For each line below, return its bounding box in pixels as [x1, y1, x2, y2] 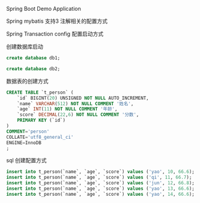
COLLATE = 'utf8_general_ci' [6, 134, 74, 140]
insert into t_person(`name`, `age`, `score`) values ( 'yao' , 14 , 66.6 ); [6, 191, 195, 197]
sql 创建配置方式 [6, 157, 47, 164]
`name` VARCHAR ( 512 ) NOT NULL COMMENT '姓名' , [17, 100, 134, 107]
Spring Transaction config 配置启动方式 [6, 30, 104, 37]
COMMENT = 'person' [6, 129, 50, 135]
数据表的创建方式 [6, 77, 49, 85]
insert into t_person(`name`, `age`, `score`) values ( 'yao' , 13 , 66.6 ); [6, 186, 195, 192]
